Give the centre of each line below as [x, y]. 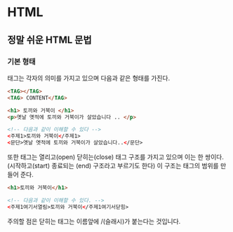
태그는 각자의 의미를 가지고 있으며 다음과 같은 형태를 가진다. [89, 78]
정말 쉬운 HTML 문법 [49, 40]
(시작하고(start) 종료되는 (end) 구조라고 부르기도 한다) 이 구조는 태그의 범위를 [113, 166]
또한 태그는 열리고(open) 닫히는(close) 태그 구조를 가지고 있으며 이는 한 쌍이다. [116, 157]
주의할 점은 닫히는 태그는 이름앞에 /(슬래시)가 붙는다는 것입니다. [94, 221]
